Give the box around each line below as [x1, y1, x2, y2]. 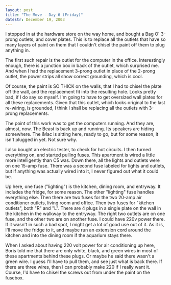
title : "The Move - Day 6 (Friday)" [5, 12, 83, 17]
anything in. [5, 47, 30, 54]
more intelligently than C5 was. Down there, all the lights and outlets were [5, 157, 160, 163]
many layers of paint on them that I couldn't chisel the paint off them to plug [5, 42, 165, 48]
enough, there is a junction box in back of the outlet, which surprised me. [5, 62, 159, 69]
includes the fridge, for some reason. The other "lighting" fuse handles [5, 189, 154, 195]
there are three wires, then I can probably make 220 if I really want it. [5, 264, 151, 270]
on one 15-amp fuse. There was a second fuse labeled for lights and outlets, [5, 163, 166, 169]
